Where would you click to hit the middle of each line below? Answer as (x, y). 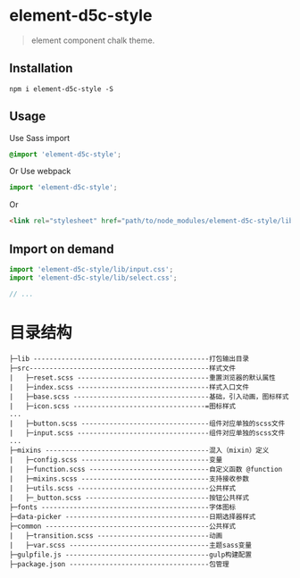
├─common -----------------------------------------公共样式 (123, 526)
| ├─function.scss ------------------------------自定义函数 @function (146, 469)
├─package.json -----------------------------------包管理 (119, 564)
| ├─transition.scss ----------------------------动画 (116, 536)
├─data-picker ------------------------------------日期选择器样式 (133, 516)
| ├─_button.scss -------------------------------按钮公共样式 (129, 498)
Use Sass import (40, 138)
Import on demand (62, 249)
